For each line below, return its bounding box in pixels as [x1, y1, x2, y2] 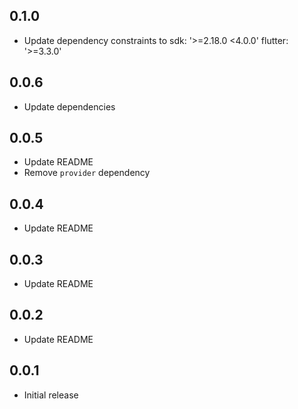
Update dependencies [23, 100, 116, 113]
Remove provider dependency [23, 167, 151, 179]
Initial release [23, 389, 79, 401]
